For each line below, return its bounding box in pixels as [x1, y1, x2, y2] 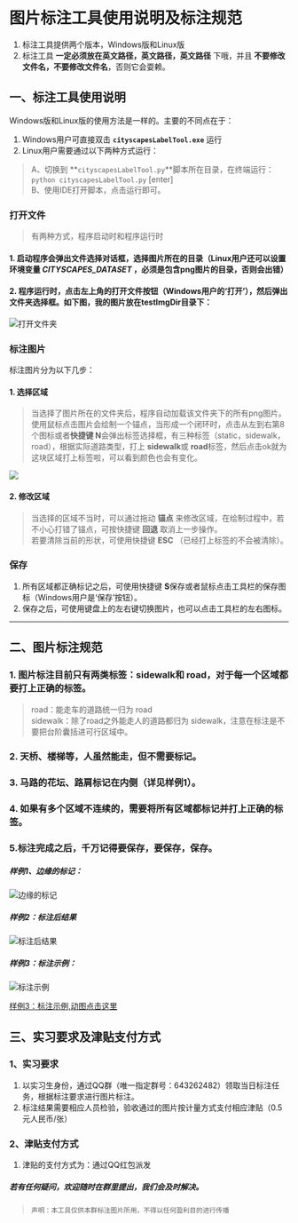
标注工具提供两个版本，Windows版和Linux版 [21, 39, 185, 50]
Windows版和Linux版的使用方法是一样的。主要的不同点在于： [9, 115, 234, 125]
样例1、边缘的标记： [9, 865, 83, 876]
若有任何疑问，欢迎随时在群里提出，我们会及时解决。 [9, 1181, 204, 1192]
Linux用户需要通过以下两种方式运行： [21, 145, 160, 155]
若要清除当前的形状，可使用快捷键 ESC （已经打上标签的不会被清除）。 [30, 535, 288, 545]
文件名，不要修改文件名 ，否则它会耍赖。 [21, 61, 170, 72]
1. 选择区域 [9, 386, 49, 397]
